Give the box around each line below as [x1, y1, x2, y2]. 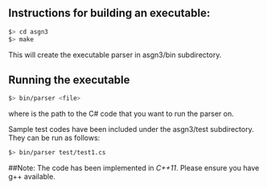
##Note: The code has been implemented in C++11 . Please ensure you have [8, 163, 260, 173]
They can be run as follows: [8, 133, 101, 143]
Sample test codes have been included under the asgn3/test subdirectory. [8, 125, 255, 134]
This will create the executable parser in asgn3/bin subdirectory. [8, 50, 222, 60]
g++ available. [8, 172, 56, 182]
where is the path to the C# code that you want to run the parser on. [8, 109, 235, 119]
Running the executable [8, 72, 130, 87]
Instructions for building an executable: [8, 6, 211, 20]
